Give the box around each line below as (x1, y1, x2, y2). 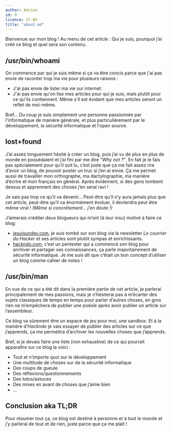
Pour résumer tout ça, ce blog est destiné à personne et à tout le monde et (5, 415, 163, 421)
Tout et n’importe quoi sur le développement (12, 354, 106, 360)
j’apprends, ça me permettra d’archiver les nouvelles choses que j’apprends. (5, 328, 166, 334)
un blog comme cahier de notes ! (12, 257, 83, 264)
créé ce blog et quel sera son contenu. (5, 42, 87, 48)
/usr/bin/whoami (5, 56, 60, 65)
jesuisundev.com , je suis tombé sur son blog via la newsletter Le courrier (12, 230, 167, 236)
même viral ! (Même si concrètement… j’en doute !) (5, 204, 113, 211)
